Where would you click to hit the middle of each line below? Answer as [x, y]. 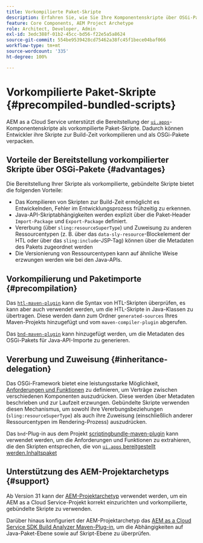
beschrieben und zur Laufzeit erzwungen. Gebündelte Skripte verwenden [98, 402]
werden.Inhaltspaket [32, 453]
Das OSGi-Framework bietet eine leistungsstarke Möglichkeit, [83, 383]
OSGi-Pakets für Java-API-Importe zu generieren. [68, 340]
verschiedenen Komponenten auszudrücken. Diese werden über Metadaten [101, 396]
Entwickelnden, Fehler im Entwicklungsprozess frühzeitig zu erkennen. [103, 209]
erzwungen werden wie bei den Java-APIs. [69, 260]
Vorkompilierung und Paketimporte [74, 279]
